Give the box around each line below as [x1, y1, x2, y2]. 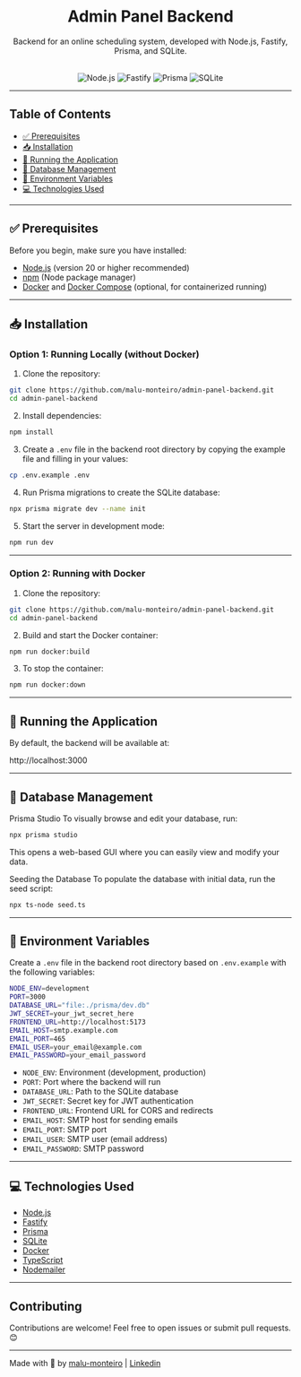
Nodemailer [21, 1264, 65, 1275]
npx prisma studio [9, 830, 78, 839]
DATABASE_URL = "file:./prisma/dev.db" [9, 1001, 150, 1010]
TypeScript [21, 1255, 64, 1266]
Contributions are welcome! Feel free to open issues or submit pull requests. [9, 1322, 291, 1333]
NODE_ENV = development [9, 984, 90, 993]
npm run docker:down [9, 680, 87, 689]
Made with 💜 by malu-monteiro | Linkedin [9, 1357, 161, 1368]
